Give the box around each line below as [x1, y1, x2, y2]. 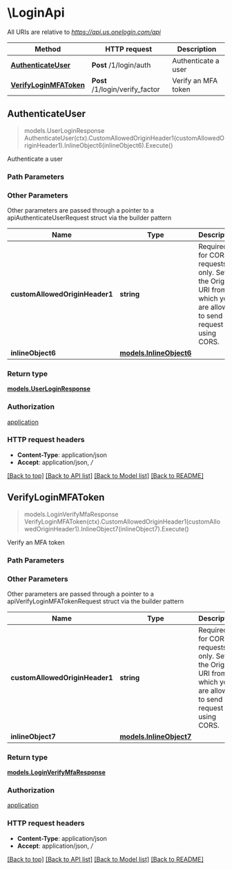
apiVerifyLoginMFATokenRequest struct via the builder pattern [7, 597, 184, 605]
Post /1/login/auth [91, 60, 151, 70]
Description [177, 44, 217, 53]
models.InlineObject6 [119, 348, 192, 357]
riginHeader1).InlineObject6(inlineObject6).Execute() [23, 141, 173, 150]
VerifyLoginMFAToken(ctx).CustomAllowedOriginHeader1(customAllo [23, 517, 221, 526]
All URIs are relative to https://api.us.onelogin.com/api [7, 28, 161, 36]
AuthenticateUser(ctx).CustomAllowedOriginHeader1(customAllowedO [23, 134, 225, 142]
